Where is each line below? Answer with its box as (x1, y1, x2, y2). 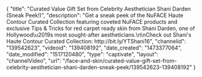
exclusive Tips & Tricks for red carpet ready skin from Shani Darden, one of (6, 24, 195, 32)
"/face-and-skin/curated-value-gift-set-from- (63, 57, 177, 64)
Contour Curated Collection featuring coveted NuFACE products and (6, 18, 178, 25)
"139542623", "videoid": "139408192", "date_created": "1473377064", (6, 44, 183, 51)
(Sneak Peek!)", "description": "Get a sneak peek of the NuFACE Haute (6, 12, 184, 19)
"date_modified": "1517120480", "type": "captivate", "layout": (6, 51, 159, 57)
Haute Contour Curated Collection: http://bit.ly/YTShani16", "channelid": (6, 38, 186, 45)
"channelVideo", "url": (6, 57, 62, 64)
